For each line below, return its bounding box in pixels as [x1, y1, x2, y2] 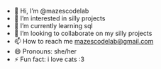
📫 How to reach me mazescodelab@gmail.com [13, 37, 154, 45]
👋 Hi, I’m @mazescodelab [13, 7, 89, 15]
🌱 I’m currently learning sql [13, 22, 94, 30]
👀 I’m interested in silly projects [13, 14, 106, 23]
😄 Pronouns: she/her [13, 47, 77, 56]
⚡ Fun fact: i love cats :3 [13, 55, 85, 63]
